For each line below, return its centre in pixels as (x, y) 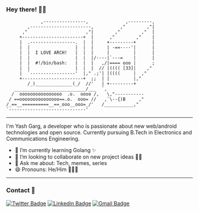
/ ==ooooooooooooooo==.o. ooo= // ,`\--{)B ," (76, 99)
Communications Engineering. (43, 139)
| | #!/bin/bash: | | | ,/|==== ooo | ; (87, 63)
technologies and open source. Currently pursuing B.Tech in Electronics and (99, 133)
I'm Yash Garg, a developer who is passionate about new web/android (92, 126)
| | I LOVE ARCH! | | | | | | (87, 53)
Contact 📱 (21, 191)
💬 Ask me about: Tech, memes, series (61, 163)
